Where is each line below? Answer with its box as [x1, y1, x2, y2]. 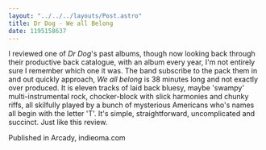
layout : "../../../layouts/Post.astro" [8, 11, 143, 20]
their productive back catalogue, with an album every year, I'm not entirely [8, 57, 256, 67]
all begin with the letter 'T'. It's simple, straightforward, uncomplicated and [8, 109, 256, 119]
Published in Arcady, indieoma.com [8, 133, 127, 143]
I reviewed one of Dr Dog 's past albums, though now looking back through [8, 49, 256, 59]
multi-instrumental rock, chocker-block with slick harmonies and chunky [8, 92, 249, 102]
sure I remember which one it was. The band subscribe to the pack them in [8, 66, 258, 76]
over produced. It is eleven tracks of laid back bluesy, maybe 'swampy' [8, 83, 244, 93]
